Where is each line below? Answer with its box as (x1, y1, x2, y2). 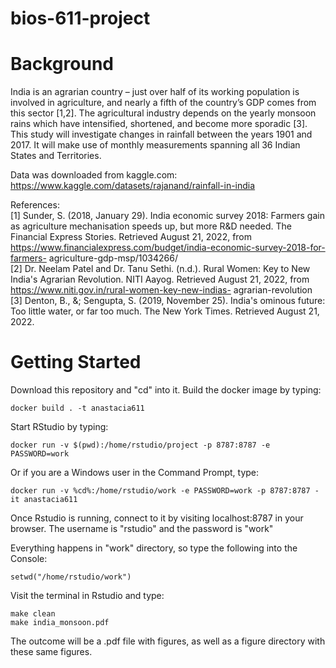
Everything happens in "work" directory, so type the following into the (10, 542, 298, 554)
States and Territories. (10, 150, 102, 162)
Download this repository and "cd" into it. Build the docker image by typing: (10, 384, 322, 396)
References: (10, 199, 60, 211)
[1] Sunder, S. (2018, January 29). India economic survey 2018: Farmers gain (10, 210, 325, 222)
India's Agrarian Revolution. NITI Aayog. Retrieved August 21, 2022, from (10, 273, 310, 286)
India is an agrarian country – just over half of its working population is (10, 86, 300, 98)
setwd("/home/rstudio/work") (10, 572, 132, 582)
